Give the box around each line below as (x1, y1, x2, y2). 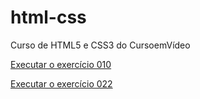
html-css (10, 6, 87, 29)
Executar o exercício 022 (10, 77, 113, 90)
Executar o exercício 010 (10, 58, 112, 70)
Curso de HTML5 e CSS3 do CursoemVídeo (10, 39, 191, 51)
